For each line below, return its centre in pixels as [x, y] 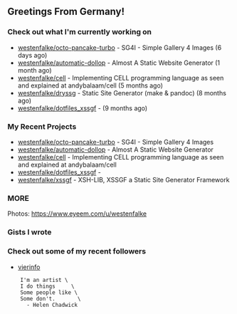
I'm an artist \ [44, 280]
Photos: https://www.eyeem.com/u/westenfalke [77, 214]
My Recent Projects [42, 126]
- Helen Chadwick [52, 305]
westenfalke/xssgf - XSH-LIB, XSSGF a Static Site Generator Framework [123, 179]
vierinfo [29, 267]
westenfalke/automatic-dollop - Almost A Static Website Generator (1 [119, 63]
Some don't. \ [51, 298]
